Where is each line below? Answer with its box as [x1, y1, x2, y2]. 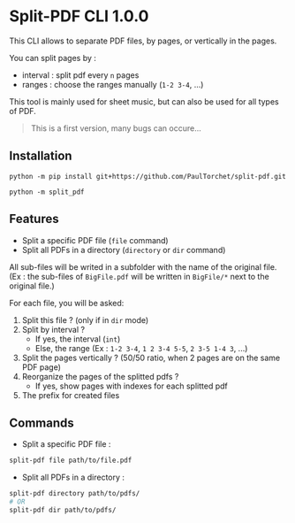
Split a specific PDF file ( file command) [21, 235, 170, 245]
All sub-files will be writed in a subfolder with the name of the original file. [9, 261, 277, 272]
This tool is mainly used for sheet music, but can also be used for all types [9, 96, 280, 107]
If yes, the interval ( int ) [34, 334, 121, 344]
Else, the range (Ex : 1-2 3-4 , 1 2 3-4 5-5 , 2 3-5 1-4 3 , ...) [34, 342, 248, 353]
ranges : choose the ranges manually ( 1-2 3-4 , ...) [21, 79, 204, 89]
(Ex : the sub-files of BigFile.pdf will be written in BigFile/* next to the [9, 271, 269, 281]
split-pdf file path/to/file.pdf [9, 456, 132, 465]
